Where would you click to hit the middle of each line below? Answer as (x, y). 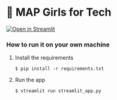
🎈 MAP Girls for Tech (59, 12)
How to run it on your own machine (58, 45)
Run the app (30, 80)
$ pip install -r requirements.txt (59, 69)
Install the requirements (44, 58)
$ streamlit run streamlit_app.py (58, 91)
